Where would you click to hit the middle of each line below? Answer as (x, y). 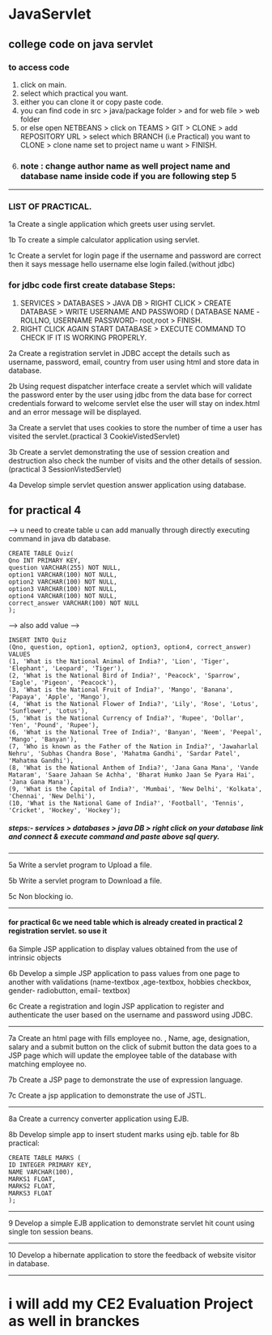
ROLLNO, (36, 320)
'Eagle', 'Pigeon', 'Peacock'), (63, 682)
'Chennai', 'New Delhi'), (52, 796)
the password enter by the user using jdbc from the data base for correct (130, 395)
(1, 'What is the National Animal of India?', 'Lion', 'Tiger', (119, 661)
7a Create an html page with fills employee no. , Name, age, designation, (129, 1038)
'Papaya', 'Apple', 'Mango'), (59, 697)
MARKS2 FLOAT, (32, 1186)
